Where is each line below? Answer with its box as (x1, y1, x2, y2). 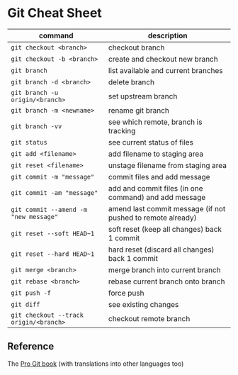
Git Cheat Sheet (7, 5, 103, 21)
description (147, 30, 188, 40)
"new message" (11, 213, 59, 220)
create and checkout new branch (108, 54, 218, 64)
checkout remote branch (108, 313, 191, 323)
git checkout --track (11, 310, 84, 319)
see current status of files (108, 137, 193, 147)
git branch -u (11, 89, 59, 96)
